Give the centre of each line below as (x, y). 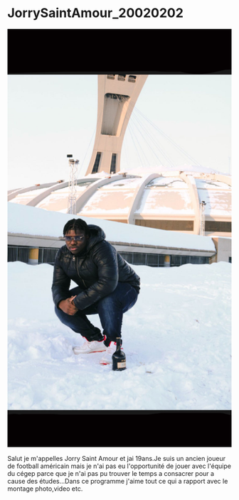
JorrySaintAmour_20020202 (95, 13)
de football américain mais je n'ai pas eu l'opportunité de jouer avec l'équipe (119, 466)
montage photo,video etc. (45, 489)
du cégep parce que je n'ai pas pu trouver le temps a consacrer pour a (111, 473)
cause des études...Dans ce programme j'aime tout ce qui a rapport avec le (118, 481)
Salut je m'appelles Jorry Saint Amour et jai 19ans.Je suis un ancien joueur (117, 458)
